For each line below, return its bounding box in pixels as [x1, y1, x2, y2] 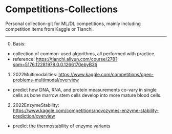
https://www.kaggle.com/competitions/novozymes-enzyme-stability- [12, 107, 159, 114]
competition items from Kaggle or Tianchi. [5, 26, 94, 32]
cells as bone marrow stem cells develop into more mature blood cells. [12, 92, 162, 98]
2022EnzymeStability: [12, 102, 59, 108]
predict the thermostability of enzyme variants [12, 123, 111, 129]
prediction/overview [12, 113, 55, 119]
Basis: [12, 40, 26, 47]
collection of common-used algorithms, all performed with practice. [12, 50, 156, 57]
